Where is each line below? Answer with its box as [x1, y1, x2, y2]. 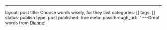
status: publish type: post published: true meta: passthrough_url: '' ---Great [5, 15, 160, 20]
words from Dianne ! [5, 20, 46, 26]
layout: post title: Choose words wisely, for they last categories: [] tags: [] [5, 10, 156, 15]
